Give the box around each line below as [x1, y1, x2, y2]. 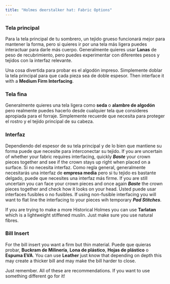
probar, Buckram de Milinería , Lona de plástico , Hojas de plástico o [5, 247, 149, 253]
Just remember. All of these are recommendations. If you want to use [5, 267, 150, 273]
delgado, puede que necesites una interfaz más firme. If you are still [5, 175, 148, 181]
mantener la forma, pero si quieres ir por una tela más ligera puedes [5, 41, 147, 47]
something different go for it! [5, 273, 65, 279]
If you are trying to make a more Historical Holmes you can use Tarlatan [5, 206, 156, 212]
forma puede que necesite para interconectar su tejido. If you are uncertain [5, 148, 163, 154]
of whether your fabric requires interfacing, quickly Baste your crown [5, 153, 151, 160]
